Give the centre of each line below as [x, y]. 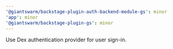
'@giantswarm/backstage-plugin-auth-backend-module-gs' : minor [86, 12]
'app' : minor [22, 17]
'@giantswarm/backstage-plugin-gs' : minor [59, 23]
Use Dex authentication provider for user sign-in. [66, 40]
